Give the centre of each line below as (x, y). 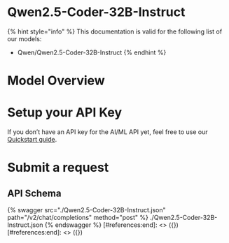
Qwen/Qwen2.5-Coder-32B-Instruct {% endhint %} (92, 52)
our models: (25, 38)
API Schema (34, 193)
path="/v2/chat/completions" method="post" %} (78, 218)
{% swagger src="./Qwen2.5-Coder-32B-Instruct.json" (86, 210)
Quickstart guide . (32, 140)
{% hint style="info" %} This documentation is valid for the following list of (115, 31)
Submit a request (58, 168)
